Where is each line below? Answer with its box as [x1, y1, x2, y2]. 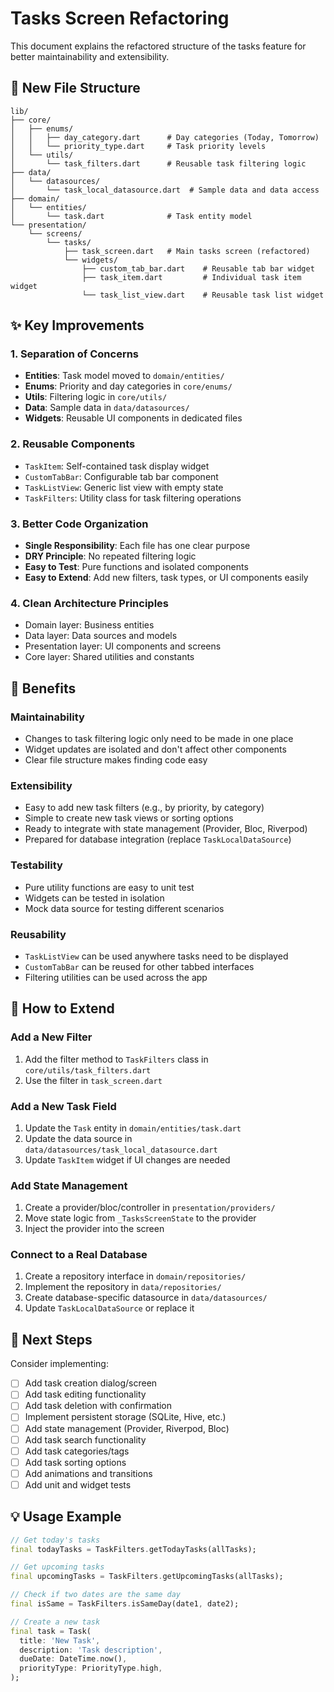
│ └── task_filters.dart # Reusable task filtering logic [10, 158, 307, 169]
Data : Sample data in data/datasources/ [24, 402, 190, 414]
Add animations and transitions [24, 1467, 153, 1479]
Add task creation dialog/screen [24, 1377, 158, 1389]
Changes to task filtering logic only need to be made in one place [24, 733, 294, 745]
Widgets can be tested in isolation [24, 892, 165, 904]
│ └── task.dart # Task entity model [10, 211, 253, 221]
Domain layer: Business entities [24, 619, 155, 631]
